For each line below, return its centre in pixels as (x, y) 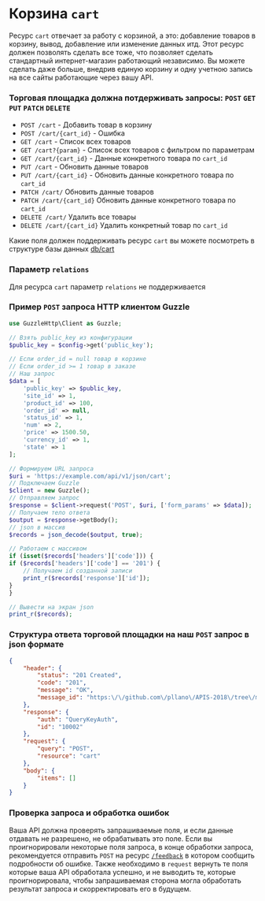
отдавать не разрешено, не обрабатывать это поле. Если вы (111, 838)
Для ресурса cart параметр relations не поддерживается (107, 287)
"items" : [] (57, 778)
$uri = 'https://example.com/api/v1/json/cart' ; (90, 476)
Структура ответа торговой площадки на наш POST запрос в (129, 635)
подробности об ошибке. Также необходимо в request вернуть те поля (129, 863)
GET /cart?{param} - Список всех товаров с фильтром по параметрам (137, 150)
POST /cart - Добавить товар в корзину (86, 125)
